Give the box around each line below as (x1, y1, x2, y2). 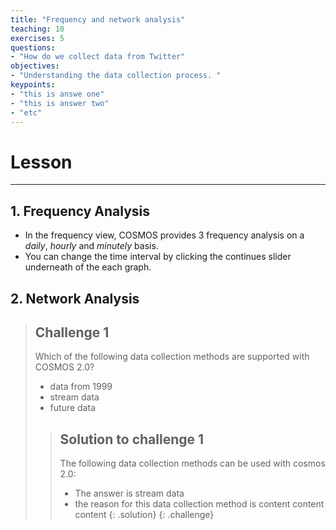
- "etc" (10, 107, 43, 118)
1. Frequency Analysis (10, 202, 151, 220)
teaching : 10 (10, 24, 65, 34)
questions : (10, 42, 56, 53)
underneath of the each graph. (24, 261, 152, 273)
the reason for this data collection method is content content (74, 498, 325, 510)
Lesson (10, 151, 73, 173)
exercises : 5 (10, 33, 65, 43)
